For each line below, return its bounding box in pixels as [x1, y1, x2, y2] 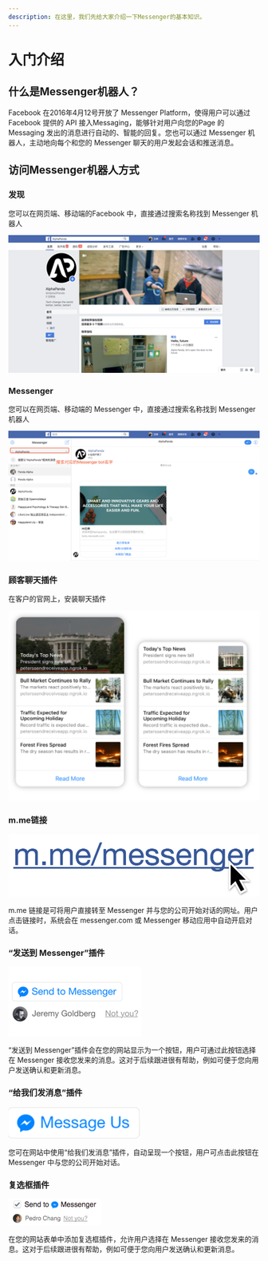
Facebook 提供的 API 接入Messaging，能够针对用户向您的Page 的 [8, 117, 225, 127]
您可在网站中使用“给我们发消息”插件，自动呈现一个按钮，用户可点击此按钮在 [8, 1147, 259, 1157]
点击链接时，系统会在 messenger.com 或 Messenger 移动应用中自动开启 [8, 915, 246, 926]
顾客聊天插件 [8, 574, 58, 585]
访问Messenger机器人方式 [8, 164, 140, 177]
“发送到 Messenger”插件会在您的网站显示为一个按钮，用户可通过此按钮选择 [8, 1045, 257, 1055]
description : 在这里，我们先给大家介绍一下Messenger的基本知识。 [8, 13, 206, 21]
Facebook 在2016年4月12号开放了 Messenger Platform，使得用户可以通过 [8, 108, 251, 117]
